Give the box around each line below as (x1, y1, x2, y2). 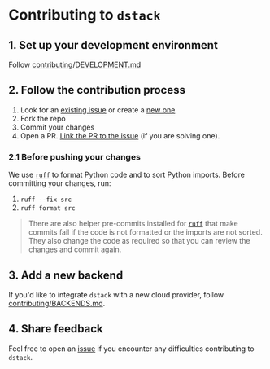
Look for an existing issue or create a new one (20, 104, 176, 115)
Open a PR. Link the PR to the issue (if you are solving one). (20, 130, 220, 140)
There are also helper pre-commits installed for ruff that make (28, 218, 238, 229)
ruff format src (20, 204, 76, 213)
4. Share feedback (8, 322, 103, 336)
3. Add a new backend (8, 268, 124, 282)
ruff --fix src (20, 195, 72, 204)
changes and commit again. (28, 244, 122, 254)
